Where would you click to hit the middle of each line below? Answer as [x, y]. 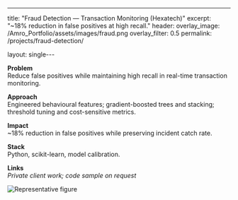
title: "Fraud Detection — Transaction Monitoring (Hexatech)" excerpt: [109, 18]
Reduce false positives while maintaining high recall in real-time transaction [118, 76]
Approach [22, 97]
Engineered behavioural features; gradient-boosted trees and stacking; [111, 104]
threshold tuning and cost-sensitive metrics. [72, 112]
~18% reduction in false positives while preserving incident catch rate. [110, 133]
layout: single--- [31, 54]
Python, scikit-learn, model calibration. [64, 154]
